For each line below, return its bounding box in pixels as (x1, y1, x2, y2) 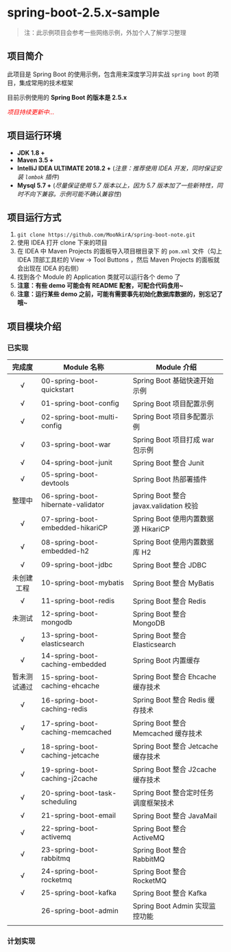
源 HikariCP (132, 524, 170, 534)
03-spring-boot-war (40, 440, 111, 449)
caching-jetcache (40, 751, 99, 760)
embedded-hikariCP (40, 523, 108, 533)
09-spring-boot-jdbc (40, 560, 113, 569)
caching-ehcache (40, 681, 99, 691)
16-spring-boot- (40, 696, 99, 705)
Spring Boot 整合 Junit (132, 458, 204, 468)
